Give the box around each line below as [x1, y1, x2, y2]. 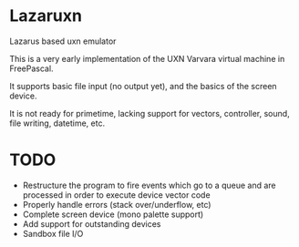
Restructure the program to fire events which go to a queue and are [22, 180, 276, 190]
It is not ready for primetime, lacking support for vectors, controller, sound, [9, 108, 290, 118]
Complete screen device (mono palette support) [22, 209, 204, 220]
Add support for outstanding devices [22, 218, 161, 229]
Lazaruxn [9, 5, 82, 26]
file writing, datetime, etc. [9, 118, 106, 129]
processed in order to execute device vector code [22, 189, 211, 201]
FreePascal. [9, 63, 54, 74]
